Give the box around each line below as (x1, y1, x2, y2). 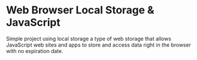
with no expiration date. (6, 47, 64, 54)
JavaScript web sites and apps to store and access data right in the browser (6, 41, 191, 48)
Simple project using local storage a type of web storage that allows (6, 35, 172, 42)
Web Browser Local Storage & (6, 3, 155, 17)
